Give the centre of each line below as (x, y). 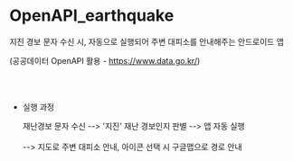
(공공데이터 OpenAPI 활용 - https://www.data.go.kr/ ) (105, 60)
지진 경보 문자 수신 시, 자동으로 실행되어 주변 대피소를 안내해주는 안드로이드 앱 (147, 41)
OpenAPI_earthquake (92, 16)
